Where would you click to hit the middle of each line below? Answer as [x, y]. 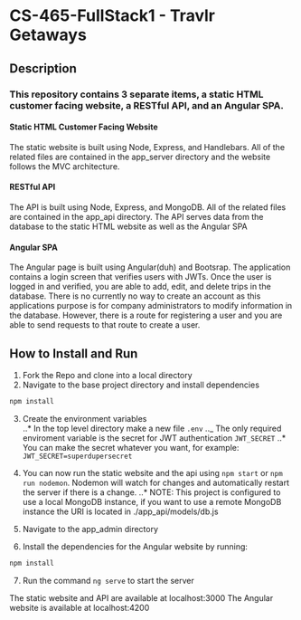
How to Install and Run [74, 353]
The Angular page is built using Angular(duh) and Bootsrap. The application [150, 267]
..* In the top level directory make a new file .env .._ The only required [152, 428]
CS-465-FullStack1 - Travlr [112, 16]
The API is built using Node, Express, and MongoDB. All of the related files [148, 207]
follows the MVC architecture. [65, 166]
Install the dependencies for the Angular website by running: [135, 546]
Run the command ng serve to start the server [108, 580]
